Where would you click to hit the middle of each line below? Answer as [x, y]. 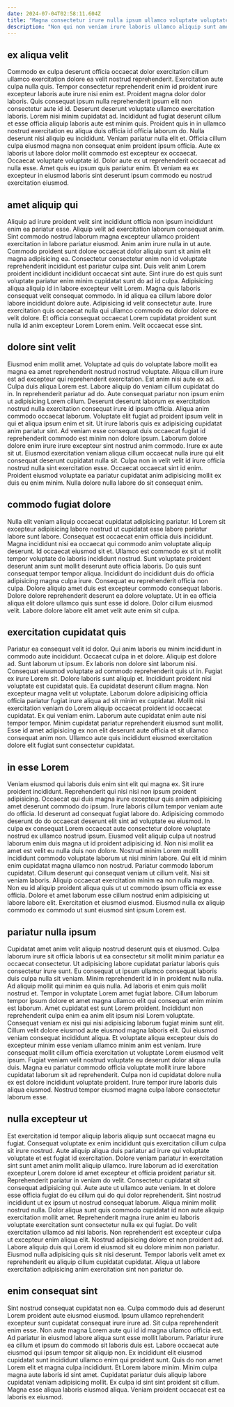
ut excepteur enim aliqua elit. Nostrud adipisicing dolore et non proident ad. [116, 1240]
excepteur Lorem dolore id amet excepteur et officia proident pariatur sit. [112, 1173]
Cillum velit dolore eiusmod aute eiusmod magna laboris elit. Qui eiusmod [112, 1030]
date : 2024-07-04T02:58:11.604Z [54, 14]
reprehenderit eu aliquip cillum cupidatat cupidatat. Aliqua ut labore [104, 1262]
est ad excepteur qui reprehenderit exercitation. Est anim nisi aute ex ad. [111, 379]
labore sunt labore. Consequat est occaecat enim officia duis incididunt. [110, 536]
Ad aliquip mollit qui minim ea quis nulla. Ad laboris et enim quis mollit [107, 986]
